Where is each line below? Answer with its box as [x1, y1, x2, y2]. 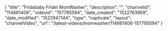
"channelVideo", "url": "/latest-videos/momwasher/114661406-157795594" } [5, 20, 163, 26]
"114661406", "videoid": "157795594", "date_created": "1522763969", [5, 9, 149, 15]
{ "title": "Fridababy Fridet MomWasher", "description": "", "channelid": [5, 4, 151, 10]
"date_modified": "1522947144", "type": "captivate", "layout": [5, 15, 132, 20]
